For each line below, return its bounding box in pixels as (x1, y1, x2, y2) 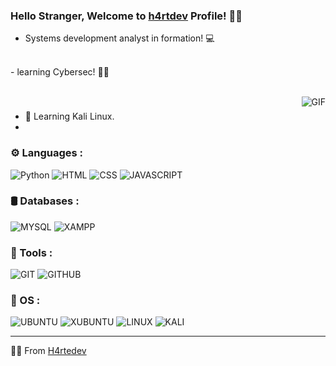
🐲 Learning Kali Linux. (24, 110, 115, 123)
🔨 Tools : (10, 245, 53, 259)
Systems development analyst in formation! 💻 (24, 32, 215, 44)
